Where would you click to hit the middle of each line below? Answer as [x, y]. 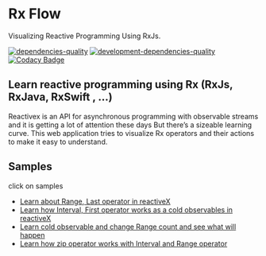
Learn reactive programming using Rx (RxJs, [121, 85]
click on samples [36, 186]
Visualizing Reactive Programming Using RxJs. [85, 36]
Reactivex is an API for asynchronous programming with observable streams [133, 116]
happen [32, 235]
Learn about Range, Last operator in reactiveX [95, 201]
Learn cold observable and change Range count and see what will [128, 227]
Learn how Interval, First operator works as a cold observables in [126, 209]
